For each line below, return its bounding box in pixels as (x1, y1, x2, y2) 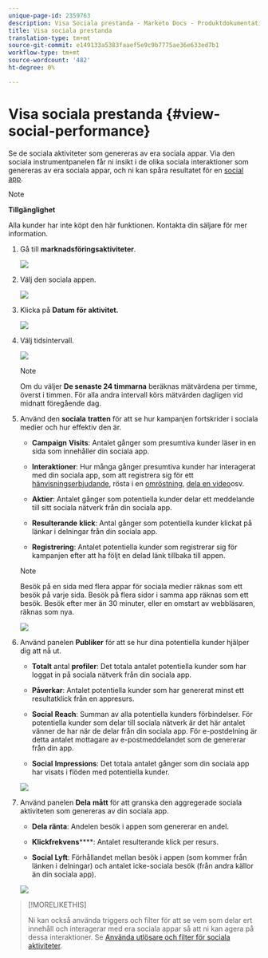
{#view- (166, 105, 221, 123)
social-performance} (8, 121, 151, 140)
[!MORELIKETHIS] (27, 900, 87, 909)
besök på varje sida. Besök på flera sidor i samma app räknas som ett (19, 590, 249, 600)
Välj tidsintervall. (19, 335, 74, 345)
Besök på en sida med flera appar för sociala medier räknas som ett (19, 581, 243, 591)
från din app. (31, 743, 74, 753)
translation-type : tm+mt (8, 34, 91, 42)
